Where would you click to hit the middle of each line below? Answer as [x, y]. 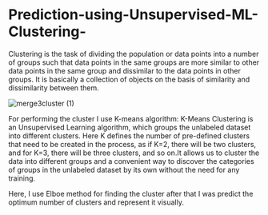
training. [22, 178]
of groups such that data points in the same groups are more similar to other [134, 62]
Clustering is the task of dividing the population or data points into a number [134, 54]
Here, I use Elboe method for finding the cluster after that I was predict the [131, 193]
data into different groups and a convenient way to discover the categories [131, 161]
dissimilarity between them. [54, 88]
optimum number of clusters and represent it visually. [96, 202]
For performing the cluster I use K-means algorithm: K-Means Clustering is [131, 118]
